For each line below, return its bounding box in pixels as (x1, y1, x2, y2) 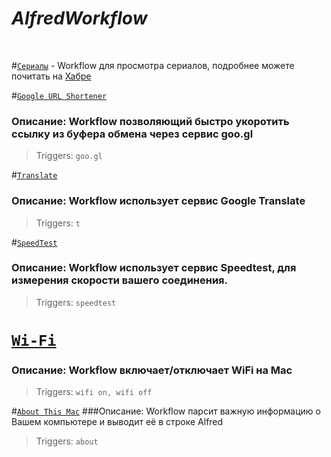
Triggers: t (35, 217, 81, 229)
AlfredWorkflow (11, 7, 148, 30)
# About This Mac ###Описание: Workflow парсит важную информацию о (11, 405, 321, 417)
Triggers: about (35, 435, 99, 447)
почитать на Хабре (11, 70, 92, 82)
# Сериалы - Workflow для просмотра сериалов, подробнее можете (11, 59, 295, 71)
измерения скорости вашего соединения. (11, 273, 228, 287)
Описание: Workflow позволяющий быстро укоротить (11, 114, 290, 128)
